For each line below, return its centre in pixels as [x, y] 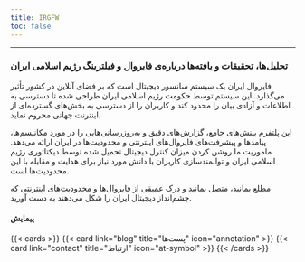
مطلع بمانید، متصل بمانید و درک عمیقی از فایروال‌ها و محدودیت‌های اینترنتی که [140, 188]
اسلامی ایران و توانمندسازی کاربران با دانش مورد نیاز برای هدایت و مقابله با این [143, 161]
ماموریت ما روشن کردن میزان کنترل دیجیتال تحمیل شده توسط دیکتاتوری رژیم [141, 151]
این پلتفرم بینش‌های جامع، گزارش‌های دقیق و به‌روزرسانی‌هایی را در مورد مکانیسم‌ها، [151, 132]
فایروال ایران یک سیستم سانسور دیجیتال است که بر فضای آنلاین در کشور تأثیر [141, 86]
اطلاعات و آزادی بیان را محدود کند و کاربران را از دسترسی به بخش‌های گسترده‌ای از [150, 105]
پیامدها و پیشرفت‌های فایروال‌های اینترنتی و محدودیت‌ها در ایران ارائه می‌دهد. [138, 142]
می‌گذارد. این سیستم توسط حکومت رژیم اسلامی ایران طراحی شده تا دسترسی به [148, 95]
